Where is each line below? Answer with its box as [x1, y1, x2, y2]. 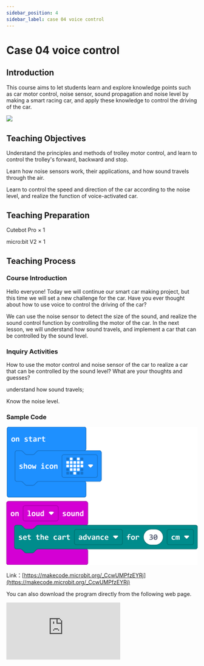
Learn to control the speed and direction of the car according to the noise [6, 186, 190, 193]
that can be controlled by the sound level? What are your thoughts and [6, 367, 183, 375]
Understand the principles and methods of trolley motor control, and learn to [6, 149, 197, 157]
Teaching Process [6, 256, 76, 266]
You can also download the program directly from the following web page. [6, 590, 192, 598]
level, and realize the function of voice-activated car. [6, 193, 138, 200]
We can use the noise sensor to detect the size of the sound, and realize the [6, 313, 197, 320]
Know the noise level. [6, 398, 60, 405]
